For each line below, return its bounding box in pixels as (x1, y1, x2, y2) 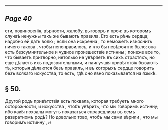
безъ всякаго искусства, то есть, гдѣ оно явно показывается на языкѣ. (5, 70, 157, 76)
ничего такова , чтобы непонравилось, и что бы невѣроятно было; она (5, 43, 156, 50)
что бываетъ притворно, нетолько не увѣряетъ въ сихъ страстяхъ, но (5, 54, 155, 60)
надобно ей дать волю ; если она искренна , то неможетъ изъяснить (5, 38, 152, 44)
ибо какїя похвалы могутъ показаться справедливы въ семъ (5, 108, 136, 115)
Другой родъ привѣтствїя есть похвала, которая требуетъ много (5, 98, 144, 104)
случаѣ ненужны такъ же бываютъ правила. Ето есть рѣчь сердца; (5, 33, 149, 39)
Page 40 (5, 14, 32, 23)
